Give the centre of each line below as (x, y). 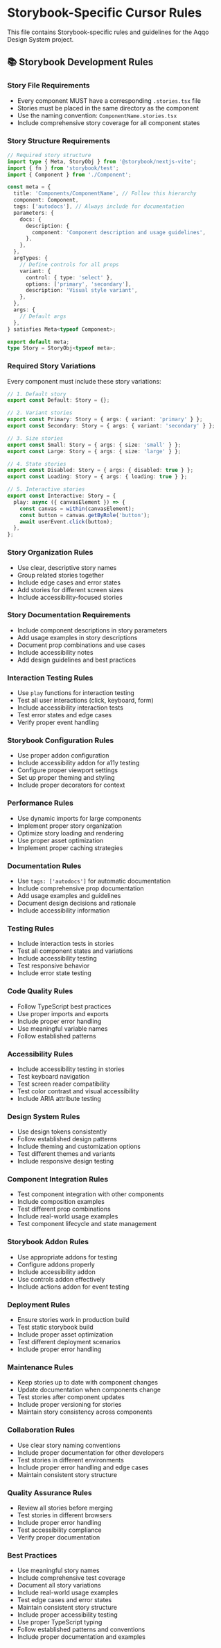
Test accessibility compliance (59, 1530)
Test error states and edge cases (64, 715)
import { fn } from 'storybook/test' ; (63, 168)
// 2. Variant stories (40, 413)
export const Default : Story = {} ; (59, 400)
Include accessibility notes (55, 652)
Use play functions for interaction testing (76, 693)
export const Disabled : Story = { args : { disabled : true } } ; (100, 471)
